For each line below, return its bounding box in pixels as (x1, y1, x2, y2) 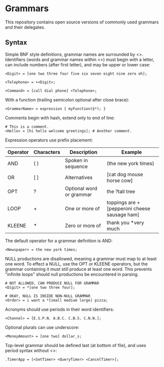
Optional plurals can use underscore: (5, 324, 80, 330)
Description (69, 148, 98, 155)
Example (121, 148, 143, 155)
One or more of (65, 205, 100, 212)
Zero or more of (65, 222, 101, 229)
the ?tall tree (106, 188, 135, 195)
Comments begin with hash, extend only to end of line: (5, 115, 115, 121)
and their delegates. (5, 24, 45, 30)
